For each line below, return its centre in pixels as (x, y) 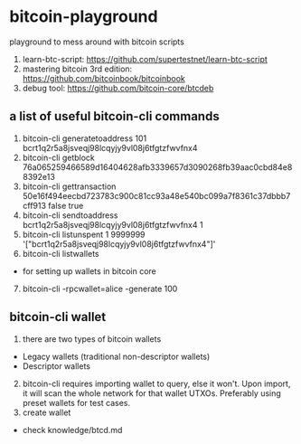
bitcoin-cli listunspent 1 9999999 (84, 234)
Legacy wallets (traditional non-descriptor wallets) (116, 356)
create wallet (47, 412)
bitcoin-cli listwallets (61, 253)
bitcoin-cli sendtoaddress (70, 215)
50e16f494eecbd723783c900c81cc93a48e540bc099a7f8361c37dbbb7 (156, 195)
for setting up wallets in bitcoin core (89, 271)
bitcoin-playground (84, 17)
